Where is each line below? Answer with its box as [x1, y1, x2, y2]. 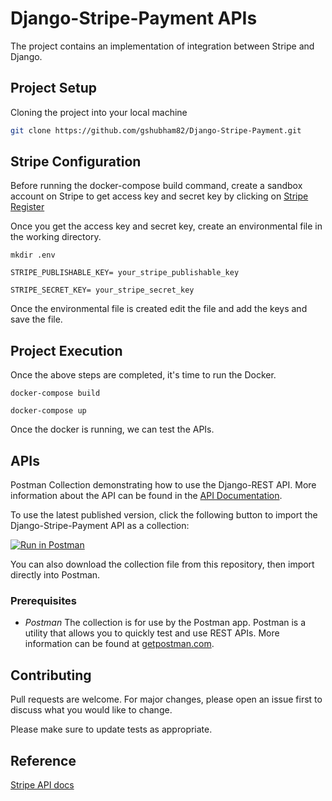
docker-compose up [10, 406, 87, 416]
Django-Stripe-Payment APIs [10, 7, 258, 30]
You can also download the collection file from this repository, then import [10, 558, 315, 571]
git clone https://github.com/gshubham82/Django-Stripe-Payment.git [10, 125, 302, 136]
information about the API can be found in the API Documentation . [10, 490, 283, 502]
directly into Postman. [10, 569, 101, 581]
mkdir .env [10, 250, 56, 261]
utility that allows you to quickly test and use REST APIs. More [24, 627, 280, 639]
